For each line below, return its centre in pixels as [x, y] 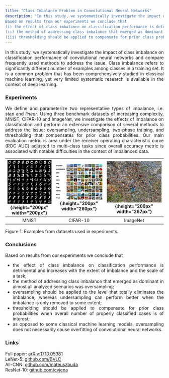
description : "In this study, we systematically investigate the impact [83, 16]
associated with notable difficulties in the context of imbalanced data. [77, 151]
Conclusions [21, 245]
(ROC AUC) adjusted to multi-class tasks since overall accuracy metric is [84, 146]
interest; [21, 319]
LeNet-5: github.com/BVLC [33, 359]
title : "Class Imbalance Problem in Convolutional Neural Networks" [78, 11]
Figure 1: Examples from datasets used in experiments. [62, 232]
